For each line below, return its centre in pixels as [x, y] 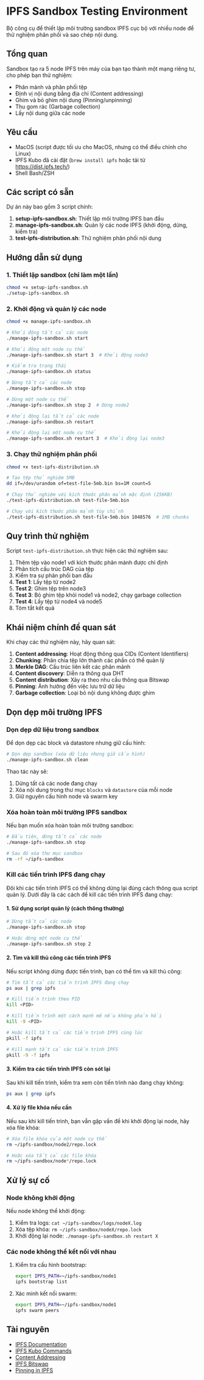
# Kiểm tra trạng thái [37, 366]
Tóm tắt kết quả [35, 608]
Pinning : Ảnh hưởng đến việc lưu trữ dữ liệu [70, 687]
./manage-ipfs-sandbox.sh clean [47, 759]
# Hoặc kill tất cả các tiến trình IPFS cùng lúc [75, 1032]
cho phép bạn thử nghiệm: [40, 75]
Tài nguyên [28, 1330]
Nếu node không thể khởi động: [46, 1211]
